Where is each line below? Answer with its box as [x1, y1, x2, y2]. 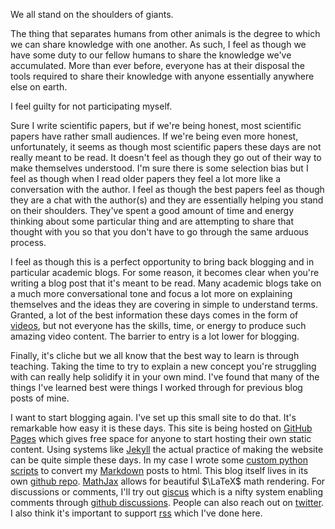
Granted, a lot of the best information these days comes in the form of [10, 309, 299, 321]
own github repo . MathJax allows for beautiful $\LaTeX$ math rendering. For [10, 475, 326, 487]
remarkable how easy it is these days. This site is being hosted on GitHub [10, 422, 313, 434]
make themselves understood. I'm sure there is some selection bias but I [10, 162, 309, 174]
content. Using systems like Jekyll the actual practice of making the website [10, 444, 324, 455]
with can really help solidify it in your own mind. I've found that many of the [10, 371, 320, 383]
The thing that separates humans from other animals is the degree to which [10, 28, 321, 39]
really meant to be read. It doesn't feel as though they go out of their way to [10, 152, 322, 163]
